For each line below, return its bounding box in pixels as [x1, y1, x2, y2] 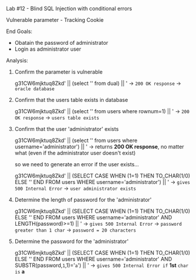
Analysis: [6, 57, 28, 64]
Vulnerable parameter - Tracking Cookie [6, 17, 104, 23]
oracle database [14, 86, 55, 92]
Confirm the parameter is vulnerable [14, 68, 103, 75]
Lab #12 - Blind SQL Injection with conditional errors [6, 5, 132, 12]
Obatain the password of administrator [14, 39, 109, 46]
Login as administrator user [14, 45, 81, 52]
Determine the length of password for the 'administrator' [14, 196, 152, 203]
